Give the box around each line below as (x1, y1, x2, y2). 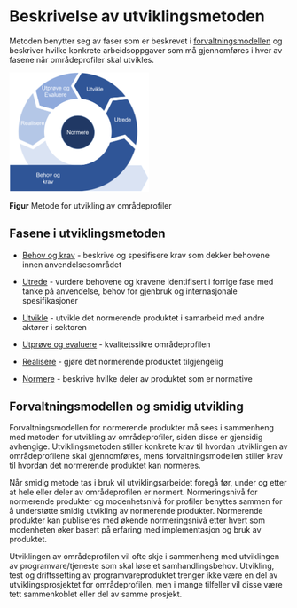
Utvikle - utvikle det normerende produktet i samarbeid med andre (21, 312, 265, 323)
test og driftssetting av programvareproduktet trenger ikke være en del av (9, 570, 278, 580)
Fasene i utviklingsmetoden (9, 226, 166, 241)
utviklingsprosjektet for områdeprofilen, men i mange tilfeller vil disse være (9, 580, 283, 590)
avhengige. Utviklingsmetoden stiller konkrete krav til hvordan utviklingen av (9, 441, 288, 452)
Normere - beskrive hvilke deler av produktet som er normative (21, 373, 253, 383)
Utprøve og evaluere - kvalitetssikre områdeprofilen (21, 339, 211, 350)
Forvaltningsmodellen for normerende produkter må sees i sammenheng (9, 422, 275, 433)
